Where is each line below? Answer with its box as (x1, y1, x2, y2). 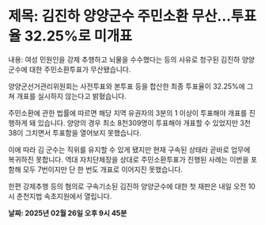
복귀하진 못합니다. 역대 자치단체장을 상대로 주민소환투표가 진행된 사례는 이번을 (8, 154, 249, 164)
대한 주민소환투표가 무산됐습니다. (28, 64, 131, 74)
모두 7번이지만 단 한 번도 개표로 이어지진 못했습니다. (22, 164, 184, 174)
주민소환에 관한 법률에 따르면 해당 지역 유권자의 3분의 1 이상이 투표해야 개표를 (8, 108, 248, 117)
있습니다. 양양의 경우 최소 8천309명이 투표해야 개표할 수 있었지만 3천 (37, 118, 252, 128)
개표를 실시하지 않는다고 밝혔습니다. (16, 91, 127, 101)
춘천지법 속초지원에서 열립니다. (16, 191, 112, 200)
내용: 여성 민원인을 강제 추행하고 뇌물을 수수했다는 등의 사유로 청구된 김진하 (8, 55, 240, 64)
